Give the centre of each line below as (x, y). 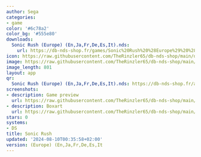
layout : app (21, 73)
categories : (21, 17)
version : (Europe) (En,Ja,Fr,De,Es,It (54, 145)
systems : (17, 123)
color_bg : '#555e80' (32, 34)
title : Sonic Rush (29, 134)
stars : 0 (17, 117)
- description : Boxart (34, 106)
